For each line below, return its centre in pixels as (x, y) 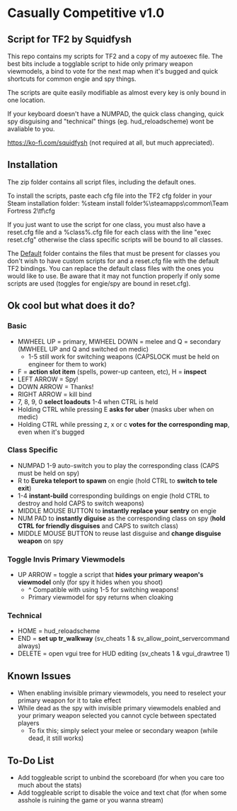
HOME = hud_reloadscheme (59, 631)
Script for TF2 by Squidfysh (70, 39)
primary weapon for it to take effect (69, 700)
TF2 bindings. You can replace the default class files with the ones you (110, 268)
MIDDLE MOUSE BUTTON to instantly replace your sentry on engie (117, 510)
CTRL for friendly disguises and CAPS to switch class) (98, 525)
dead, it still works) (56, 738)
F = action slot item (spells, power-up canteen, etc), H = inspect (112, 371)
